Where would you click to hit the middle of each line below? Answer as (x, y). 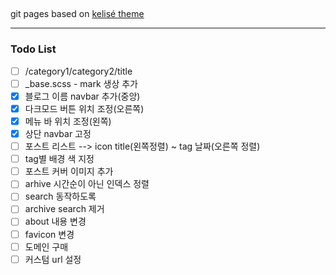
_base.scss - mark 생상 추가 (81, 83)
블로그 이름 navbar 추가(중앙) (82, 96)
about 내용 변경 (55, 221)
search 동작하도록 (60, 196)
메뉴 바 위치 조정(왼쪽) (68, 121)
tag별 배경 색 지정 (59, 159)
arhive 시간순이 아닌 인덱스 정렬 (87, 184)
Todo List (33, 49)
